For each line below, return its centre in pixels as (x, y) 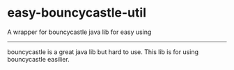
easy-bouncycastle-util (77, 13)
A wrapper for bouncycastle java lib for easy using (79, 32)
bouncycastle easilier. (38, 59)
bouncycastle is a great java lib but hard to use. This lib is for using (103, 52)
